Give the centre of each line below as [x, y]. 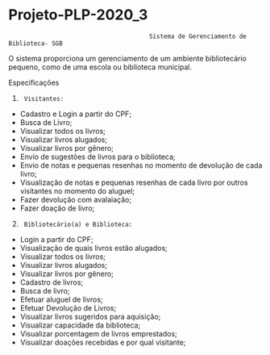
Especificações [34, 82]
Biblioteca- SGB [35, 43]
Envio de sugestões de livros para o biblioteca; [98, 157]
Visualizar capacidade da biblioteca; [80, 325]
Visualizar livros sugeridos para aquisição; [90, 316]
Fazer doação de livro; [57, 208]
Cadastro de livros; [52, 282]
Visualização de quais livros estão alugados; [93, 248]
